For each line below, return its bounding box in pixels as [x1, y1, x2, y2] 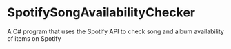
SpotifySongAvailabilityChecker [7, 5, 195, 20]
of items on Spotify [7, 34, 61, 42]
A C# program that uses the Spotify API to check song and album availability [7, 27, 224, 35]
